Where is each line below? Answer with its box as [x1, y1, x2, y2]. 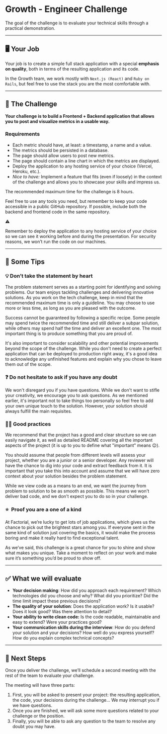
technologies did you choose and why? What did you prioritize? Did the [12, 593, 159, 599]
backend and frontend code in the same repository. [5, 209, 110, 215]
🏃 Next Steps [5, 654, 46, 662]
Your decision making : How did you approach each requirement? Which [12, 587, 162, 593]
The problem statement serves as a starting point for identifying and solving [5, 284, 161, 290]
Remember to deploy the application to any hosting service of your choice [5, 228, 157, 234]
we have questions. [12, 702, 53, 709]
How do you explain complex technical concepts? [12, 635, 114, 641]
